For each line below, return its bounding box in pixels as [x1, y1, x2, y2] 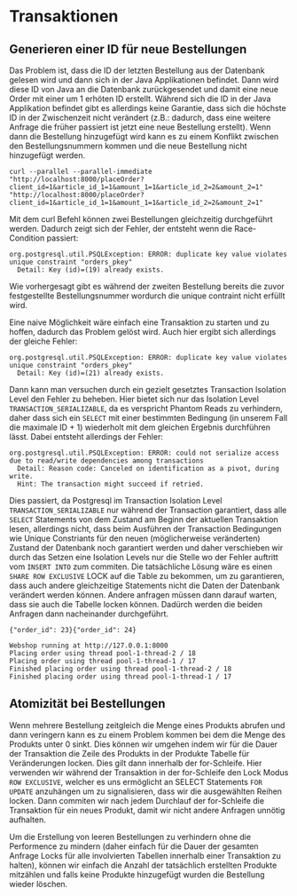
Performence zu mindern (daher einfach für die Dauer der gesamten [9, 841, 259, 852]
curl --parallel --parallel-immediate [9, 167, 152, 176]
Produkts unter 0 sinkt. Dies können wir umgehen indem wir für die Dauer [9, 739, 277, 749]
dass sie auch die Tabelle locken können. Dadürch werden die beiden [9, 599, 263, 609]
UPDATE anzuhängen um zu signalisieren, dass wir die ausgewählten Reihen [9, 786, 282, 797]
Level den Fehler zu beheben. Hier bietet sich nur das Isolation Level [9, 393, 260, 404]
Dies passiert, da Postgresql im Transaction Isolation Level [9, 496, 223, 505]
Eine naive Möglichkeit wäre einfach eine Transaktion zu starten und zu [9, 317, 270, 328]
